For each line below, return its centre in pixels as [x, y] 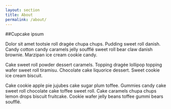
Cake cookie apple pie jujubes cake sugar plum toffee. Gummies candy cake [86, 85]
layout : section [22, 10]
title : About [19, 15]
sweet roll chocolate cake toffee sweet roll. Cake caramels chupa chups [81, 91]
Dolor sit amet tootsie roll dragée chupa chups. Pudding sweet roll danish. [83, 44]
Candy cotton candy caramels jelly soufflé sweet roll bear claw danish [79, 50]
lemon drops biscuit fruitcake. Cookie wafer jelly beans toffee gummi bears [84, 96]
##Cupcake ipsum [25, 34]
